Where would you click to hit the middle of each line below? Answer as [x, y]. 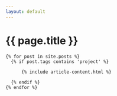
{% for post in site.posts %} [43, 57]
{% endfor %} [22, 87]
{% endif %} [26, 82]
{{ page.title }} [42, 40]
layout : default [25, 11]
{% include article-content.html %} [66, 72]
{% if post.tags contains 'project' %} [60, 62]
